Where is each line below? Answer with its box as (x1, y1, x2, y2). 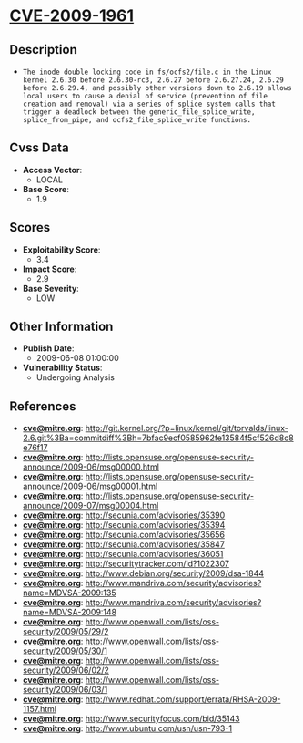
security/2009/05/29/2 (22, 626, 109, 637)
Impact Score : (22, 263, 77, 274)
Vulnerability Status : (22, 362, 103, 374)
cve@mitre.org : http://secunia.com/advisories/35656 (22, 530, 226, 541)
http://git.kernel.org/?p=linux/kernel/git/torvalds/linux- (85, 423, 288, 434)
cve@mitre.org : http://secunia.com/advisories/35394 (22, 520, 226, 531)
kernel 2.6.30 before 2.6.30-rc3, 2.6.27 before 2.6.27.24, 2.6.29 (22, 76, 284, 85)
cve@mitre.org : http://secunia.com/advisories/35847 (22, 539, 226, 550)
